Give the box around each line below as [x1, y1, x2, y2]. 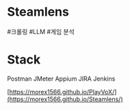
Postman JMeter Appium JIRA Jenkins [7, 74, 116, 83]
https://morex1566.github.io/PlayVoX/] [9, 87, 117, 96]
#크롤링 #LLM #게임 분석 [7, 27, 75, 36]
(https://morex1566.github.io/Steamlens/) [7, 95, 123, 103]
